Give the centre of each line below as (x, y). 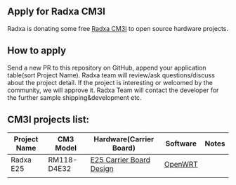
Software (181, 143)
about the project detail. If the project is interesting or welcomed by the (110, 82)
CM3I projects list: (48, 120)
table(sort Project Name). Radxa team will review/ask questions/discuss (111, 75)
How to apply (37, 51)
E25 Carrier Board (120, 160)
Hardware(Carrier (124, 139)
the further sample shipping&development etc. (74, 97)
